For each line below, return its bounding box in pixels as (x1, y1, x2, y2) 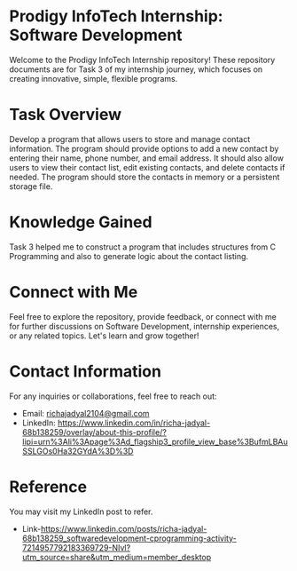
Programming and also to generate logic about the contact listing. (9, 250, 249, 261)
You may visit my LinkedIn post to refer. (9, 506, 153, 517)
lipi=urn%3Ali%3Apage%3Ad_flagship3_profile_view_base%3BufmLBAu (21, 436, 288, 447)
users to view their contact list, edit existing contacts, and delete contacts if (9, 162, 285, 172)
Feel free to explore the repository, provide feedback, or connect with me (9, 311, 277, 321)
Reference (9, 477, 87, 496)
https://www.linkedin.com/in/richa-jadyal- (57, 417, 211, 428)
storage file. (9, 180, 53, 192)
